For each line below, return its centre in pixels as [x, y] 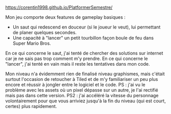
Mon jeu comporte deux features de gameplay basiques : [66, 17]
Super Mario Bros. [32, 43]
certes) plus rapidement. [31, 106]
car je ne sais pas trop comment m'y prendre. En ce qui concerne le [77, 59]
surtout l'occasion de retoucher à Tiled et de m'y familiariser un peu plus [82, 79]
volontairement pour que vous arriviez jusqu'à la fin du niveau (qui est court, [86, 101]
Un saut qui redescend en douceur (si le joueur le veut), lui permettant [87, 27]
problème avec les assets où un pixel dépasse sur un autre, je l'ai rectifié [82, 90]
